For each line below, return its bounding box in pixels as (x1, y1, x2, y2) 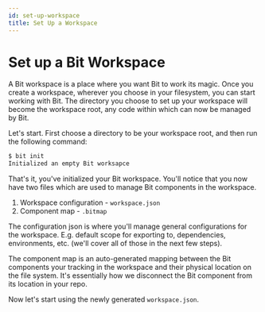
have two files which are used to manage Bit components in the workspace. (8, 183, 257, 192)
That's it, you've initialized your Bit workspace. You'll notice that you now (8, 174, 248, 183)
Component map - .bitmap (19, 206, 107, 216)
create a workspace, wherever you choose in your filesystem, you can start (8, 88, 256, 98)
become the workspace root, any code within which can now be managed (8, 105, 251, 114)
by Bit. (8, 113, 29, 123)
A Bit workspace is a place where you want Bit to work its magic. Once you (8, 79, 254, 89)
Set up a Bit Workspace (8, 53, 166, 71)
